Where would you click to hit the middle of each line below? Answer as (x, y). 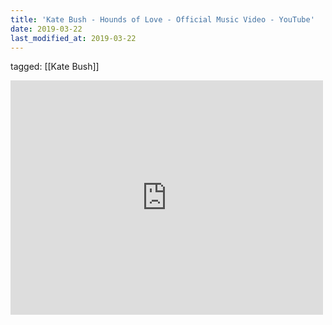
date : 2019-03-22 (46, 29)
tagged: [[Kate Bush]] (55, 67)
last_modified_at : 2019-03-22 (73, 38)
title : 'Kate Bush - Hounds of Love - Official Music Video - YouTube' (162, 19)
